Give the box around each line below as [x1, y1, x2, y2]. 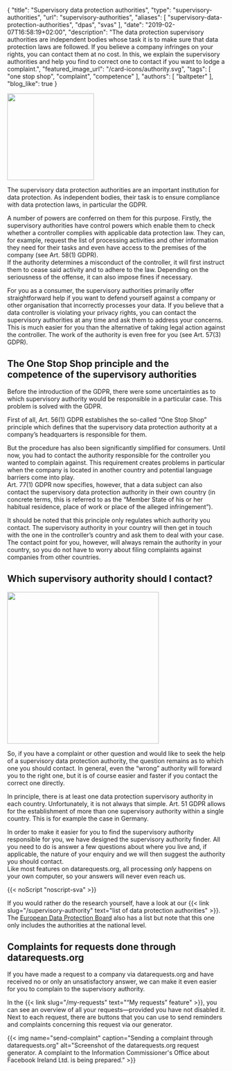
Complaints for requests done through [7, 941, 177, 953]
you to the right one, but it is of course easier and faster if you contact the [7, 771, 218, 780]
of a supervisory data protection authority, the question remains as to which [7, 756, 224, 765]
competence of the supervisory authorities [7, 369, 197, 381]
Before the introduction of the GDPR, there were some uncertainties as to [7, 387, 216, 395]
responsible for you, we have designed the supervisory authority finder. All [7, 835, 220, 843]
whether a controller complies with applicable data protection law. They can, [7, 229, 225, 237]
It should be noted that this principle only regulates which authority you [7, 516, 211, 524]
